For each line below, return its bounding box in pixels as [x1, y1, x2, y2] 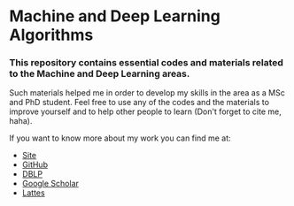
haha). [9, 116, 33, 126]
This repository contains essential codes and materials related [9, 57, 283, 69]
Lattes [21, 187, 46, 198]
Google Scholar [21, 179, 80, 189]
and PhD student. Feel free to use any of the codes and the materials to [9, 97, 270, 108]
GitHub [21, 159, 49, 170]
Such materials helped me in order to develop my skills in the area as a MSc [9, 88, 285, 98]
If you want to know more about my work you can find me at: [9, 133, 232, 143]
